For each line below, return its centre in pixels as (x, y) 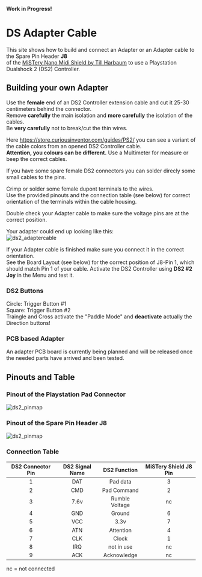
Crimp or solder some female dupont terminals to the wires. (80, 189)
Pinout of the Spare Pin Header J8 (57, 423)
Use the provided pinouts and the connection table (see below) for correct (98, 195)
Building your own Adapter (57, 88)
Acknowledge (120, 555)
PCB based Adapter (35, 338)
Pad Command (121, 490)
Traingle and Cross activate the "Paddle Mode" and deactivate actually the (99, 317)
